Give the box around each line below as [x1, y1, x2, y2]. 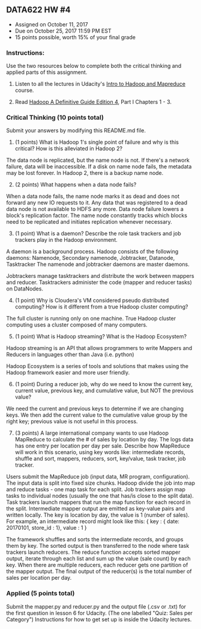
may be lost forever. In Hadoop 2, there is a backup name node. [6, 170, 164, 177]
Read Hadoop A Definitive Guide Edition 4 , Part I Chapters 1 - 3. [14, 99, 172, 106]
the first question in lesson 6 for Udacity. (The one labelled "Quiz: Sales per [6, 609, 193, 616]
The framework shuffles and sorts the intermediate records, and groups [6, 536, 184, 543]
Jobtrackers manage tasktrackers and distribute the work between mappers [6, 272, 194, 280]
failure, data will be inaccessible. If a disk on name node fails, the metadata [6, 163, 192, 170]
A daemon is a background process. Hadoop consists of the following [6, 248, 179, 255]
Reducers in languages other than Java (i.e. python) [6, 351, 134, 358]
